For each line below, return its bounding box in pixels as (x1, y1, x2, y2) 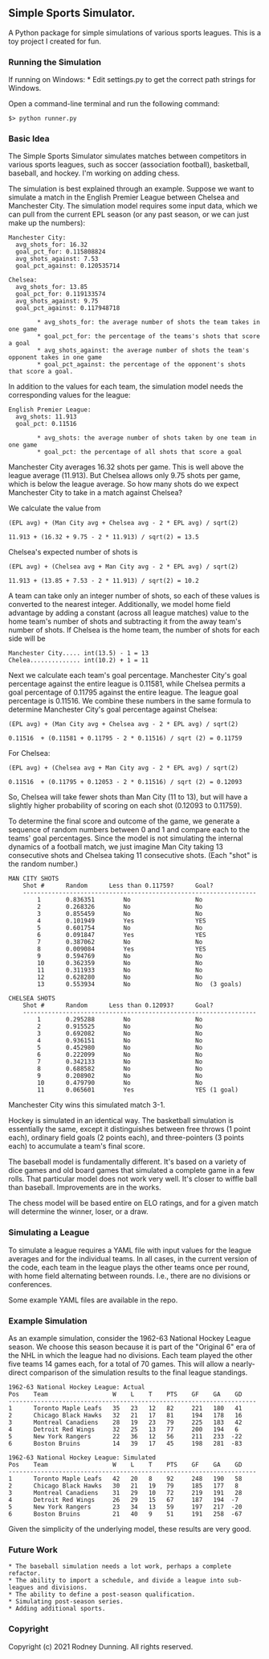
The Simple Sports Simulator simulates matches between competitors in (8, 151, 247, 161)
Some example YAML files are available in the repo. (8, 1295, 178, 1305)
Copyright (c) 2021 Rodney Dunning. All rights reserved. (8, 1641, 194, 1651)
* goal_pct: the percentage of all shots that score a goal (37, 448, 243, 456)
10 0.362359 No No (37, 959, 203, 968)
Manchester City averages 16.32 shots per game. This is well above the (8, 462, 244, 472)
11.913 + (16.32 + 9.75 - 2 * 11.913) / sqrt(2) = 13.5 (8, 533, 199, 542)
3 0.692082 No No (37, 1030, 203, 1038)
